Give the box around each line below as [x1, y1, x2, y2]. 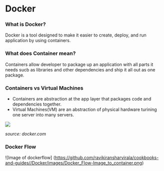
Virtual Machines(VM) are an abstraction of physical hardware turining [12, 106, 157, 112]
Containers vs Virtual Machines [5, 84, 84, 91]
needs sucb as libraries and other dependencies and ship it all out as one [5, 66, 156, 72]
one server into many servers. [12, 112, 74, 118]
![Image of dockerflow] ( [5, 154, 55, 160]
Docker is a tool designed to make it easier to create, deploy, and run [5, 32, 147, 38]
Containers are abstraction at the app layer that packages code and [12, 96, 152, 102]
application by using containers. [5, 37, 71, 43]
